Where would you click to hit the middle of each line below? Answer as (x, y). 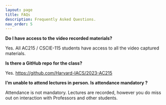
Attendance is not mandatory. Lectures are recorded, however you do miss (83, 93)
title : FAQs (18, 15)
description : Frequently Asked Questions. (51, 19)
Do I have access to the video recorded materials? (59, 38)
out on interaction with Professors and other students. (61, 98)
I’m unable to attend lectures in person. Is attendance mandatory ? (76, 83)
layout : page (19, 10)
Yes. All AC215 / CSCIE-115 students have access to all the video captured (82, 48)
